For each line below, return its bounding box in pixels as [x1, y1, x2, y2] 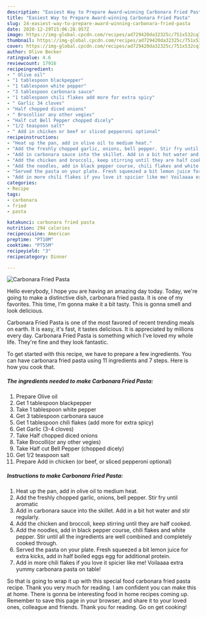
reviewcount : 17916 [7, 60, 57, 66]
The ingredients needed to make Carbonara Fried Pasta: [7, 377, 153, 385]
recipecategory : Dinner [7, 254, 68, 260]
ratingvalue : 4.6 [7, 55, 51, 61]
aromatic [15, 501, 39, 508]
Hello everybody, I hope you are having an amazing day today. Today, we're [7, 287, 198, 295]
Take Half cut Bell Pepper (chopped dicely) [15, 445, 125, 452]
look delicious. [7, 307, 43, 314]
